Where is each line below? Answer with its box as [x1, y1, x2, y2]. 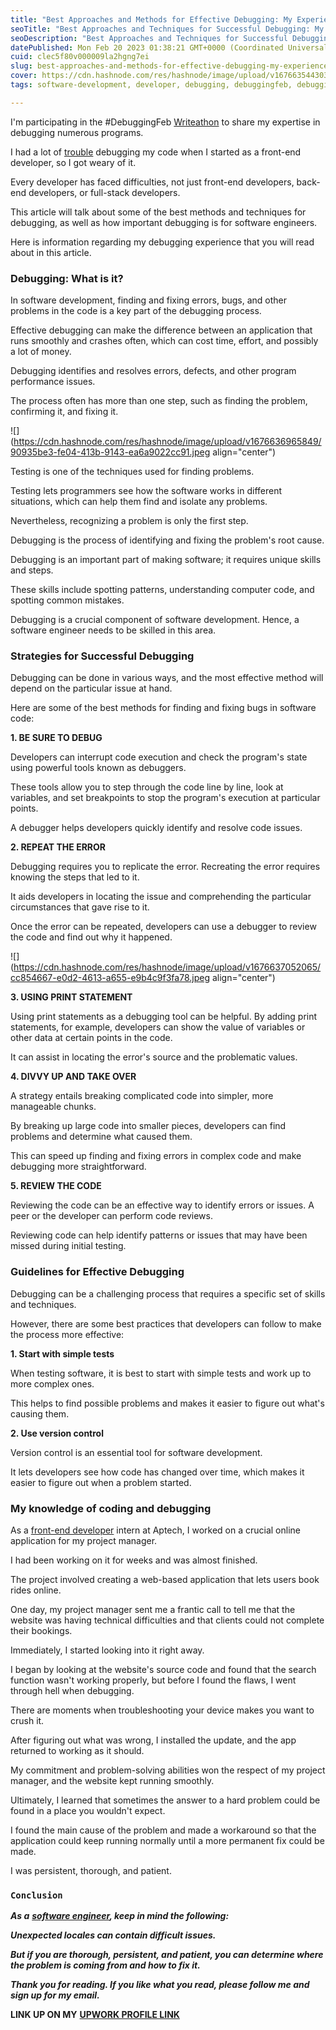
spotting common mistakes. [10, 594, 125, 606]
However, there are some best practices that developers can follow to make [10, 1317, 322, 1330]
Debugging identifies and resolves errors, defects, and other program [10, 365, 297, 377]
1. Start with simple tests [10, 1347, 115, 1360]
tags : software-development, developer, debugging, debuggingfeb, [10, 80, 293, 90]
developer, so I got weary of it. [10, 156, 137, 168]
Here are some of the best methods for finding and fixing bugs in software [10, 702, 317, 714]
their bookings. [10, 1624, 73, 1636]
